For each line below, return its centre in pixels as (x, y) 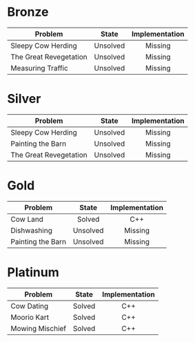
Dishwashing (32, 230)
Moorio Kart (30, 317)
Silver (24, 99)
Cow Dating (30, 306)
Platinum (33, 272)
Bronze (28, 12)
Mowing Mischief (39, 328)
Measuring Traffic (40, 68)
